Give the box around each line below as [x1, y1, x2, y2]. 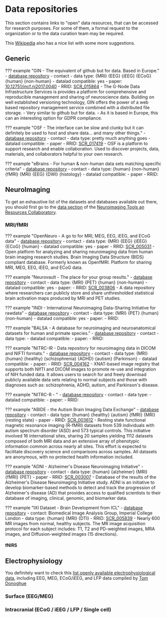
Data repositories [5, 3, 78, 15]
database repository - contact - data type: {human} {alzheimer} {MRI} [5, 469, 148, 475]
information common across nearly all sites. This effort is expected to [5, 443, 147, 449]
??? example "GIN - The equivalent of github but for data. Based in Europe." [5, 67, 160, 73]
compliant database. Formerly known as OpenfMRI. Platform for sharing [5, 259, 152, 265]
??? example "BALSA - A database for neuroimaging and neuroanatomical [5, 325, 156, 331]
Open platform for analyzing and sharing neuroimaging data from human [5, 248, 154, 254]
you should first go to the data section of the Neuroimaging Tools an [5, 204, 145, 210]
